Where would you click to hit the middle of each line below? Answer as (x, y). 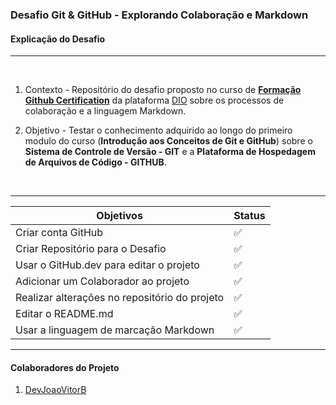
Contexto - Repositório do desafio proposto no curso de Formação (163, 90)
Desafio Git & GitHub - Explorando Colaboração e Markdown (159, 15)
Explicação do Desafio (58, 39)
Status (249, 216)
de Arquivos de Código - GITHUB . (95, 162)
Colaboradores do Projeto (65, 367)
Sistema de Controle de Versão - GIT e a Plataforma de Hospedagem (170, 152)
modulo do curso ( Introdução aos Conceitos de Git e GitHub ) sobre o (168, 141)
